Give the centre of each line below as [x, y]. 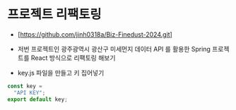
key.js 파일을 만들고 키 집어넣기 [61, 73]
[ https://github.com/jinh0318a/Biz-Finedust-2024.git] [95, 34]
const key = [25, 86]
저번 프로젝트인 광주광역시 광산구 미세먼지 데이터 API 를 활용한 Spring [114, 49]
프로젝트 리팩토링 [54, 14]
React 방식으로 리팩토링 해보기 [73, 58]
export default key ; [38, 99]
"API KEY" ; [30, 92]
